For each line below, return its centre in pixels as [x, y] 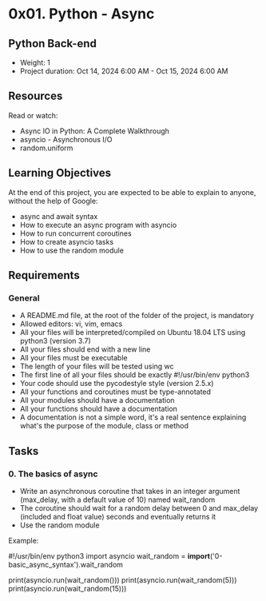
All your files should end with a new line [85, 349]
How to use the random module [71, 250]
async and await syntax [59, 216]
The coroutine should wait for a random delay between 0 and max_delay [139, 508]
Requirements [44, 275]
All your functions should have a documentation [99, 409]
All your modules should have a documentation [97, 400]
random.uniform [46, 148]
